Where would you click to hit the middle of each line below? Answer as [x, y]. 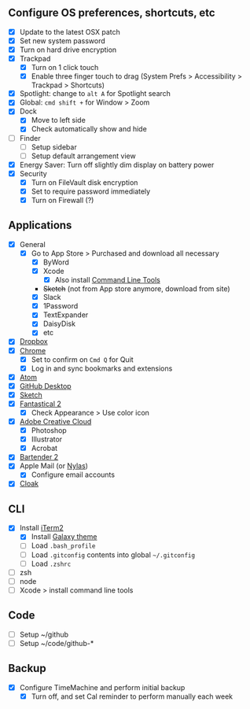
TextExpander [66, 315]
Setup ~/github [44, 634]
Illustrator [47, 439]
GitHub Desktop [46, 386]
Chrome [33, 350]
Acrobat [44, 449]
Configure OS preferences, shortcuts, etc [112, 13]
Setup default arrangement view [83, 156]
